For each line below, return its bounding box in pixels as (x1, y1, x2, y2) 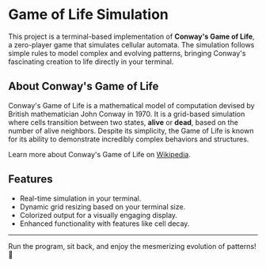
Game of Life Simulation (8, 6, 169, 24)
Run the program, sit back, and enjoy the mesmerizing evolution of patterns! (8, 241, 256, 250)
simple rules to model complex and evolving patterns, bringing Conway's (8, 48, 246, 58)
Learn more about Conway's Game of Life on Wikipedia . (8, 149, 192, 159)
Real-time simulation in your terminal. (19, 194, 142, 203)
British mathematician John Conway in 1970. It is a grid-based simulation (8, 109, 245, 118)
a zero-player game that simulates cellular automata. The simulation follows (8, 39, 255, 49)
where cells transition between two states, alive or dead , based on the (8, 117, 239, 127)
